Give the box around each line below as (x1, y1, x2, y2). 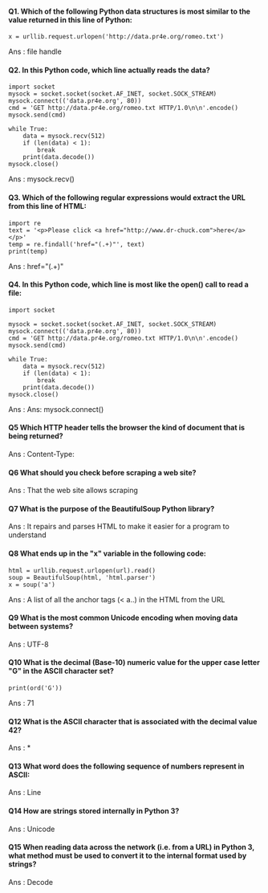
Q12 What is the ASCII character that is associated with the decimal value (8, 716, 258, 726)
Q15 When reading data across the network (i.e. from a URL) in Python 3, (8, 842, 255, 852)
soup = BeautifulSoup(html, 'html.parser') (8, 573, 156, 581)
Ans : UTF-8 (8, 639, 50, 649)
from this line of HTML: (8, 202, 87, 210)
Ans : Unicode (8, 824, 55, 834)
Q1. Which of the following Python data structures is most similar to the (8, 6, 251, 16)
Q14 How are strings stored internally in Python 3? (8, 806, 180, 816)
